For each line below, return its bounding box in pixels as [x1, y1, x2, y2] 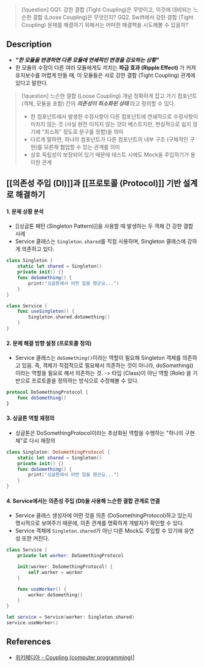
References [6, 636, 51, 647]
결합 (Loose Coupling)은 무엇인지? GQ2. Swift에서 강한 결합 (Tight [32, 13, 194, 21]
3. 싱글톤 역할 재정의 [6, 415, 55, 422]
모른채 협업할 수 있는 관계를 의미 [43, 143, 121, 150]
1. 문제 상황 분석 [6, 208, 44, 215]
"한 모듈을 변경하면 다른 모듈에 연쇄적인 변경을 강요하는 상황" [15, 56, 160, 64]
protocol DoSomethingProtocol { [6, 389, 88, 396]
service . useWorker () [6, 620, 59, 626]
